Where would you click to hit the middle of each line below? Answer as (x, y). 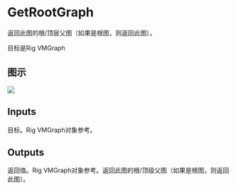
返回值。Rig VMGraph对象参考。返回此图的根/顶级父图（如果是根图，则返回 (118, 170)
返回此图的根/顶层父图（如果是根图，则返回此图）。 (82, 33)
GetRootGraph (51, 12)
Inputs (22, 112)
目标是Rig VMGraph (36, 47)
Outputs (26, 152)
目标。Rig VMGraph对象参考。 (52, 130)
